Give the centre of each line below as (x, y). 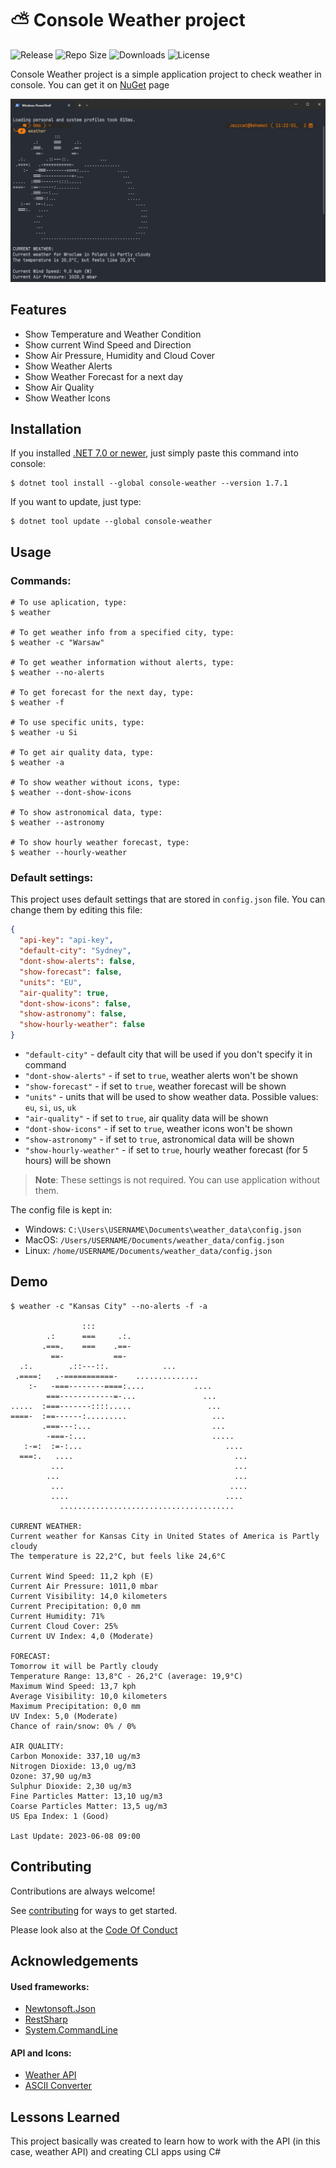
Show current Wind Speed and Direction (108, 344)
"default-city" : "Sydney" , (75, 951)
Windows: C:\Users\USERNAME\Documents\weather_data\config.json (163, 1229)
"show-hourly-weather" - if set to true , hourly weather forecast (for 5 (166, 1150)
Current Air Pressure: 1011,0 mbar (84, 1586)
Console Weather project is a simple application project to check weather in (166, 74)
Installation (46, 428)
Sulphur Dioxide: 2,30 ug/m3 (71, 1786)
